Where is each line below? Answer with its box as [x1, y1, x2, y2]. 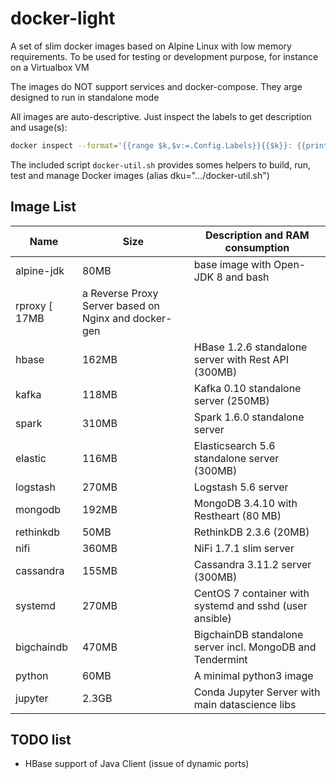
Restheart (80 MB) [193, 508, 282, 522]
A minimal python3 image [193, 668, 314, 682]
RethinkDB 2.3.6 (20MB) [193, 525, 310, 539]
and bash [225, 270, 270, 284]
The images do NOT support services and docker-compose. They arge [10, 80, 303, 92]
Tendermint [193, 652, 248, 666]
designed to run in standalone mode [10, 91, 160, 103]
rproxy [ [15, 298, 53, 312]
